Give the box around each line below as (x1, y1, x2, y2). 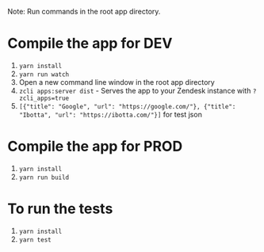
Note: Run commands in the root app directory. (7, 7, 161, 16)
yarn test (18, 235, 52, 244)
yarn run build (18, 174, 70, 181)
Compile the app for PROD (7, 138, 183, 155)
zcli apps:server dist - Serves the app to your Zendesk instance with (18, 86, 251, 95)
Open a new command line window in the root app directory (18, 77, 215, 86)
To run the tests (7, 200, 113, 218)
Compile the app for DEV (7, 35, 173, 52)
